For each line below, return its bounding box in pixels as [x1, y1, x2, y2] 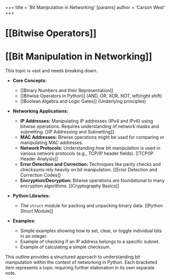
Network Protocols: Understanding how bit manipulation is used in [20, 145, 161, 151]
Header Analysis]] [20, 156, 58, 162]
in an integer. [20, 233, 48, 239]
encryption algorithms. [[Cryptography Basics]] [20, 183, 119, 189]
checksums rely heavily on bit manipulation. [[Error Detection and [20, 166, 157, 173]
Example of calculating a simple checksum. [20, 244, 111, 250]
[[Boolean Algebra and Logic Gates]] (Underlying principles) [20, 98, 146, 104]
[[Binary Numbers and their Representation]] [20, 88, 114, 94]
